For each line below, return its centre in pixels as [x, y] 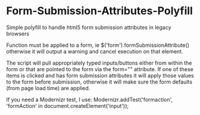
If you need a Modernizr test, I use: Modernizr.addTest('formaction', [90, 100]
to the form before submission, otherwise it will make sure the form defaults [99, 82]
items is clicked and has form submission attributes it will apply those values [100, 75]
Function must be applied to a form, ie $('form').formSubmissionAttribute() [98, 45]
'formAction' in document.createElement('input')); [67, 106]
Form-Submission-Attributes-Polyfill [99, 11]
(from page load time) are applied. [48, 88]
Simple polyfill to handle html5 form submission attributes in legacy [89, 27]
